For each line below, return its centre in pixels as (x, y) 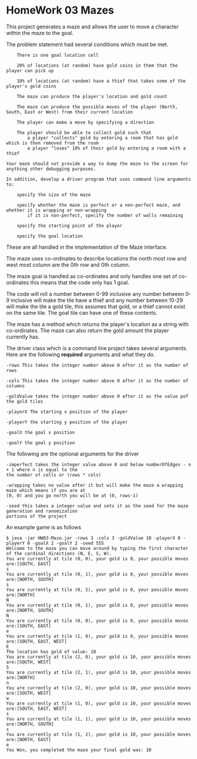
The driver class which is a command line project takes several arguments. (97, 348)
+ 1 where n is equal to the (42, 470)
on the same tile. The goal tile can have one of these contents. (82, 312)
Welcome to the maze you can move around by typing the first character (97, 548)
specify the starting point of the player (70, 226)
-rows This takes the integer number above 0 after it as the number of (97, 365)
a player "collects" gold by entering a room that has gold (103, 138)
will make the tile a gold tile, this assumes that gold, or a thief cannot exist (96, 306)
